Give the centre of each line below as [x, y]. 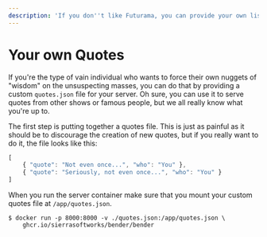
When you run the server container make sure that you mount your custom [130, 195]
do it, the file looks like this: [53, 143]
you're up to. [29, 111]
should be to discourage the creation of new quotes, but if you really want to [133, 134]
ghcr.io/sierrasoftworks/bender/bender [89, 225]
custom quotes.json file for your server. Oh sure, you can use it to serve [126, 94]
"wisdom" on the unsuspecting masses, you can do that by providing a [124, 85]
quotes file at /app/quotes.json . [60, 204]
